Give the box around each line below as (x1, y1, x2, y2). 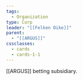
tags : (6, 8, 19, 14)
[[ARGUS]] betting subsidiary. (6, 67, 78, 74)
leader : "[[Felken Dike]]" (6, 24, 72, 31)
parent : (6, 30, 25, 36)
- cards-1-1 (11, 52, 41, 57)
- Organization (11, 14, 49, 20)
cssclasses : (6, 41, 35, 47)
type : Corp (6, 19, 33, 25)
